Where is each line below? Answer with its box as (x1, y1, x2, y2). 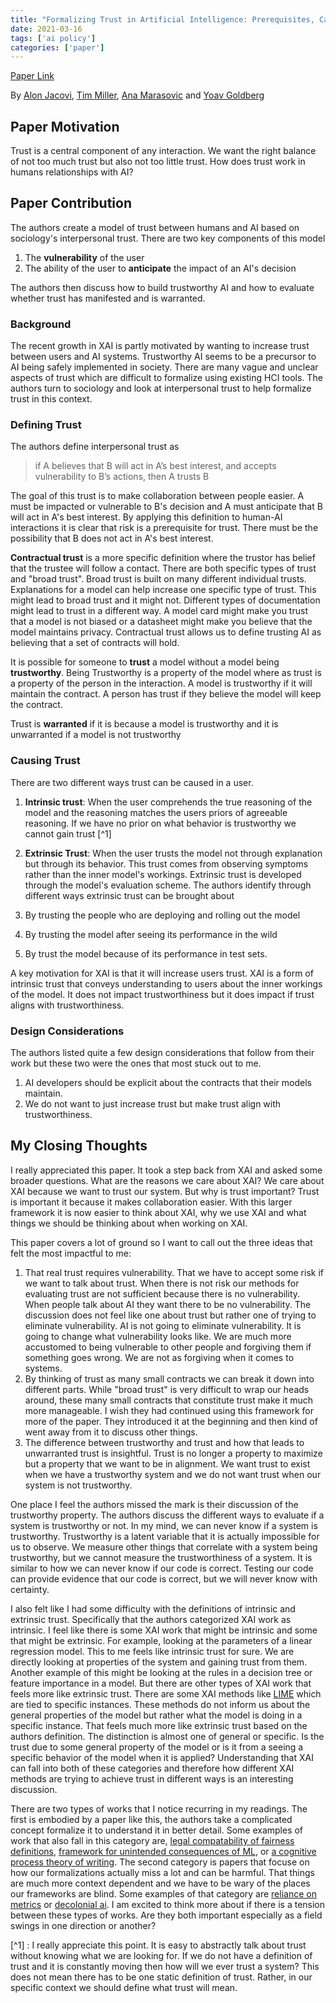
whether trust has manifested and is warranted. (10, 292, 206, 304)
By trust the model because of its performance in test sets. (24, 947, 268, 960)
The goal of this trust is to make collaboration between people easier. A (10, 490, 305, 502)
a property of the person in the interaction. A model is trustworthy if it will (10, 677, 313, 690)
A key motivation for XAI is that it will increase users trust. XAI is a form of (10, 967, 314, 979)
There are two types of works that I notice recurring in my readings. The (10, 1802, 308, 1815)
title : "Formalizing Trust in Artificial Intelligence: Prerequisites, (10, 14, 315, 25)
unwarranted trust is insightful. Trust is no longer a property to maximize (24, 1447, 323, 1459)
